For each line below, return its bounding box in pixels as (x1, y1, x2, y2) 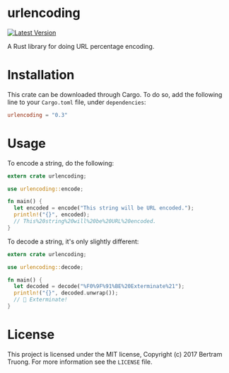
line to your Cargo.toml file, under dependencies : (7, 98, 146, 106)
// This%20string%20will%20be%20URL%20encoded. (13, 218, 157, 225)
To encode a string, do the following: (7, 159, 114, 167)
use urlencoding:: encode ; (7, 185, 83, 193)
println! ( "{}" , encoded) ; (13, 211, 90, 219)
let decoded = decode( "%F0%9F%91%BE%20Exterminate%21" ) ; (13, 283, 185, 290)
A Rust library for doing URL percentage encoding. (7, 42, 155, 50)
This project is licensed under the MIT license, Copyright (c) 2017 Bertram (7, 350, 223, 358)
